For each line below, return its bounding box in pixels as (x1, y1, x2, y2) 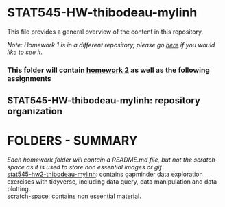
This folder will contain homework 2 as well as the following (7, 65, 211, 75)
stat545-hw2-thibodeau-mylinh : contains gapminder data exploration (7, 170, 204, 179)
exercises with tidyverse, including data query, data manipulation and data (7, 178, 217, 186)
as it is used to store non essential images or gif (26, 163, 163, 171)
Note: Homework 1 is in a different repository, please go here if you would (7, 40, 215, 49)
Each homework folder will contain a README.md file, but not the (7, 156, 193, 164)
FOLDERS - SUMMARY (7, 133, 139, 149)
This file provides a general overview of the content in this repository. (7, 27, 204, 36)
